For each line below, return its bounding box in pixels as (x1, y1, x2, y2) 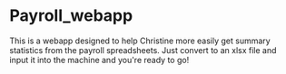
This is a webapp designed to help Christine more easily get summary (9, 35, 271, 46)
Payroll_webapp (9, 5, 133, 26)
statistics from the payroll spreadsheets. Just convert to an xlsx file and (9, 44, 277, 55)
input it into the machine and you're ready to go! (9, 54, 190, 65)
